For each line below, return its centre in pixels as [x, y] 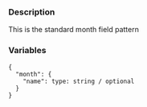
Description [32, 12]
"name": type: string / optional [79, 81]
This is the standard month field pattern [73, 30]
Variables [27, 51]
